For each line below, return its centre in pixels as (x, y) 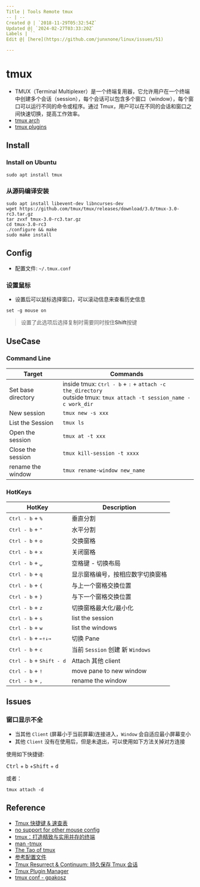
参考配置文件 (30, 857)
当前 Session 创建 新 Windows (111, 650)
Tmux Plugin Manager (42, 871)
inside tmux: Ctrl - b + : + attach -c (114, 384)
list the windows (94, 628)
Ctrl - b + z (26, 607)
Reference (26, 808)
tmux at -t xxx (84, 436)
